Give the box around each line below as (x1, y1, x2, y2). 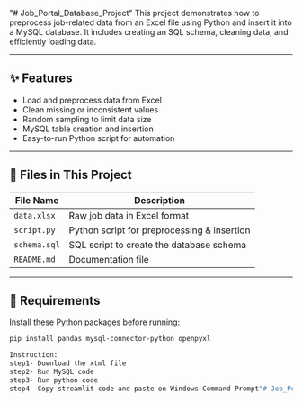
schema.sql (13, 239, 60, 250)
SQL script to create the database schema (68, 238, 247, 251)
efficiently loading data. (9, 36, 97, 47)
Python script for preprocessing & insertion (68, 224, 251, 237)
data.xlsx (13, 210, 56, 220)
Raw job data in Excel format (68, 209, 190, 221)
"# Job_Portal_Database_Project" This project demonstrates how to (9, 8, 260, 18)
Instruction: (9, 351, 58, 360)
